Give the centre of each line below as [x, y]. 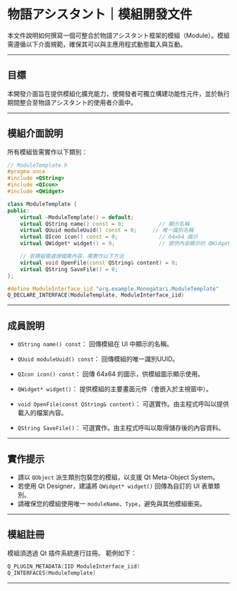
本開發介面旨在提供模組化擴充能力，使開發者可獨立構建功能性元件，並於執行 [119, 93]
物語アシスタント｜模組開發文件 [100, 14]
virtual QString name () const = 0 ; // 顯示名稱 [105, 224]
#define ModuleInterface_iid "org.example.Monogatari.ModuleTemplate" [113, 289]
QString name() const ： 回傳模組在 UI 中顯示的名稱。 [95, 344]
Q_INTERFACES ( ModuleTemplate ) [52, 573]
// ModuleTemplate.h [38, 165]
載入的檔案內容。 [42, 413]
